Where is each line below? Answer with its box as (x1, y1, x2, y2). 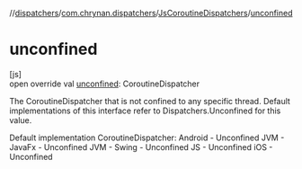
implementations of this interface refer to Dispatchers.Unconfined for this (9, 105, 281, 116)
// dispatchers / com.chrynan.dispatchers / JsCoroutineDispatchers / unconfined (9, 8, 293, 18)
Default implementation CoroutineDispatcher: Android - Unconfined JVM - (9, 132, 285, 143)
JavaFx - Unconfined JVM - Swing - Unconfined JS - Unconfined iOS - (9, 141, 273, 152)
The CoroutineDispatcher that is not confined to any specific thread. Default (9, 95, 290, 106)
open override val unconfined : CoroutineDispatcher (9, 78, 200, 89)
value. (9, 114, 32, 125)
